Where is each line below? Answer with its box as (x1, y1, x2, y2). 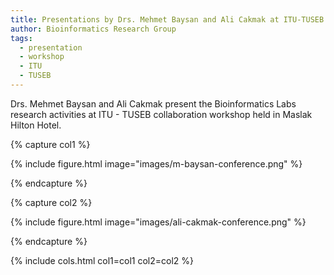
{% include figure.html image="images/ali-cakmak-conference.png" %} (10, 216, 307, 228)
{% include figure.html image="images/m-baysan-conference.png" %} (10, 157, 303, 170)
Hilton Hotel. (10, 119, 62, 131)
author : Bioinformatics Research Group (10, 24, 177, 34)
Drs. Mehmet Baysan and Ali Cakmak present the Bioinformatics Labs (10, 97, 297, 110)
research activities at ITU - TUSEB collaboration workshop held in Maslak (10, 108, 313, 120)
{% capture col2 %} (10, 196, 93, 208)
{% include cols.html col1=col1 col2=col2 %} (10, 254, 195, 266)
